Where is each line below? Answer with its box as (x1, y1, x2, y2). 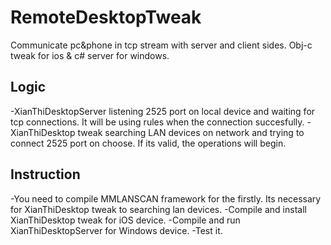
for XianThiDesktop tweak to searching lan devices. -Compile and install (10, 203, 307, 215)
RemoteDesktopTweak (10, 6, 202, 29)
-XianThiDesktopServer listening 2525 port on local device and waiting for (10, 105, 316, 117)
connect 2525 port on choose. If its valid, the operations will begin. (10, 137, 287, 149)
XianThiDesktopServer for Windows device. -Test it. (10, 224, 223, 236)
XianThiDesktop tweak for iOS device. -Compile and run (10, 214, 241, 226)
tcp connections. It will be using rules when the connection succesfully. (10, 116, 305, 128)
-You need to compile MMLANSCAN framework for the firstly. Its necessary (10, 192, 322, 205)
